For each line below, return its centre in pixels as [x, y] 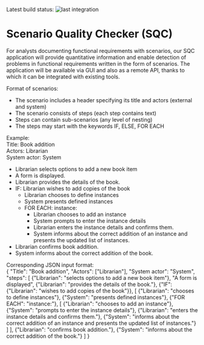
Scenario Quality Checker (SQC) [90, 34]
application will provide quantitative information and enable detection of [97, 57]
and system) [31, 106]
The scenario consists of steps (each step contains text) [86, 113]
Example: [18, 138]
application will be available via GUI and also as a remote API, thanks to [96, 70]
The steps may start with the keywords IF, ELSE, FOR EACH [90, 126]
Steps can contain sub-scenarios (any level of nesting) [84, 119]
